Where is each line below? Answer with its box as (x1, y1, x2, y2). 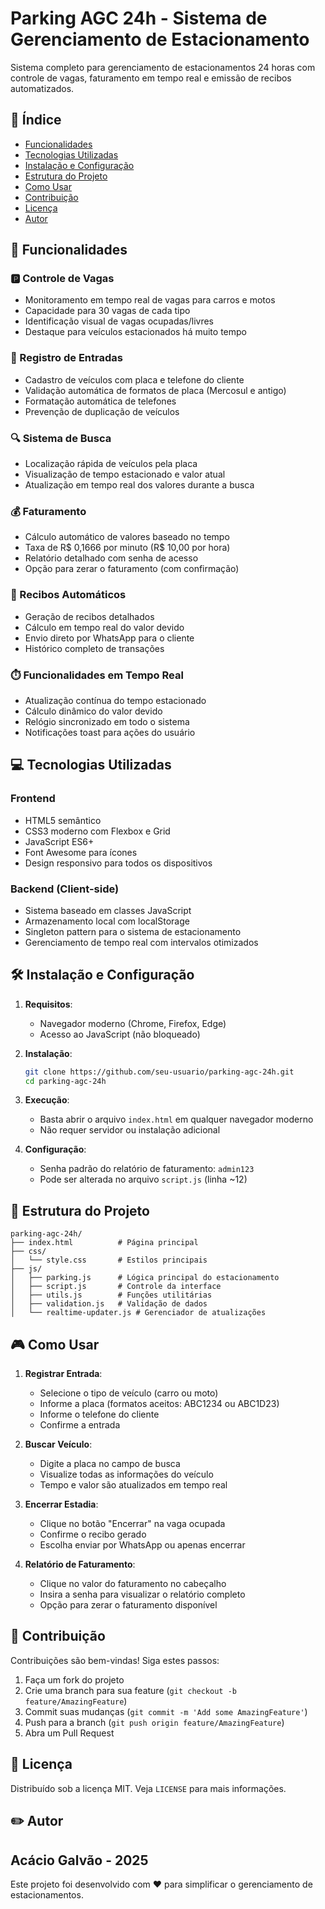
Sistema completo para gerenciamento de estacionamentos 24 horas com (10, 61, 316, 73)
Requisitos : (24, 998, 73, 1010)
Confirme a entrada (39, 1419, 121, 1431)
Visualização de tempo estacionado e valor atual (24, 468, 226, 481)
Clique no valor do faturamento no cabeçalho (39, 1578, 227, 1590)
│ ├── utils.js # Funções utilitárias (10, 1290, 213, 1301)
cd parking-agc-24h (24, 1076, 107, 1086)
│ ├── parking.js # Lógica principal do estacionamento (10, 1273, 280, 1283)
